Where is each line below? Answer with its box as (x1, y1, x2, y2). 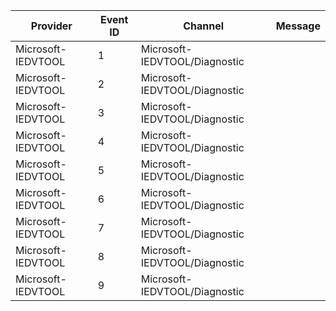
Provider (30, 19, 73, 33)
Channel (183, 19, 225, 33)
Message (275, 19, 321, 33)
